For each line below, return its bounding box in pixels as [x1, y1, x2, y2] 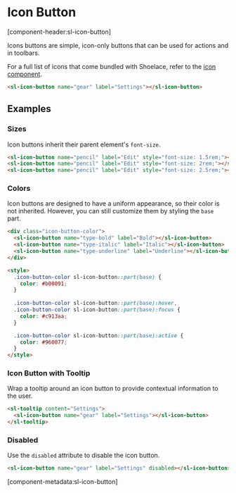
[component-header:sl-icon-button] [7, 27, 111, 36]
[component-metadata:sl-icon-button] [7, 478, 118, 486]
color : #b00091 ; [20, 280, 68, 287]
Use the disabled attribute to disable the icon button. [7, 451, 160, 460]
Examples [7, 103, 51, 115]
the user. [7, 392, 33, 400]
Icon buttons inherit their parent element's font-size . [7, 140, 161, 149]
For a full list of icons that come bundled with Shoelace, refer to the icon [7, 62, 216, 70]
